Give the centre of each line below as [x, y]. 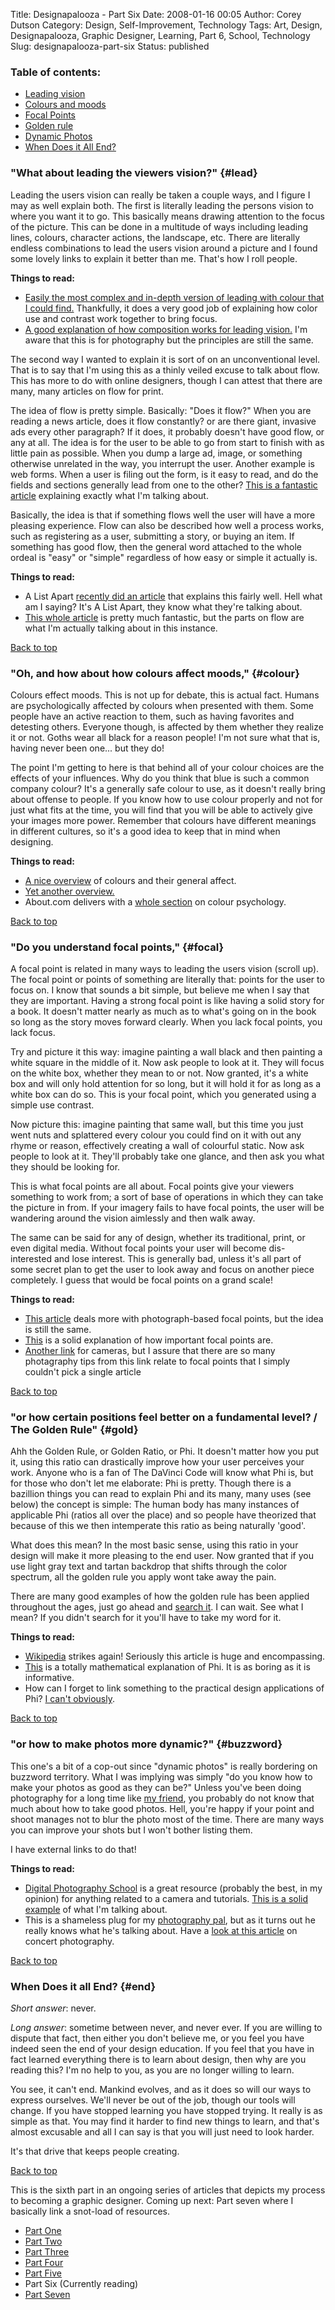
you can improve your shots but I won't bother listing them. [131, 1830]
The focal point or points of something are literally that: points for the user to [167, 980]
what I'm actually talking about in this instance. [121, 628]
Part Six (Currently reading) [81, 2284]
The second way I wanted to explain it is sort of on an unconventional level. [165, 359]
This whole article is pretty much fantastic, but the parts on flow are [164, 617]
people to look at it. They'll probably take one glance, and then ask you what [167, 1156]
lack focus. [33, 1033]
